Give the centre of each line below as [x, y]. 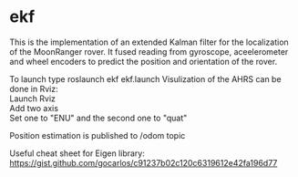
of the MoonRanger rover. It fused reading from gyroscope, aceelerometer [149, 51]
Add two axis [34, 108]
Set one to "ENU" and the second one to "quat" [98, 118]
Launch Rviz [33, 99]
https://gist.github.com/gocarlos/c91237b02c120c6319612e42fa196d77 [144, 162]
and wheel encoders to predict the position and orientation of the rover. [144, 61]
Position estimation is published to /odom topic [98, 135]
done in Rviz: [34, 88]
